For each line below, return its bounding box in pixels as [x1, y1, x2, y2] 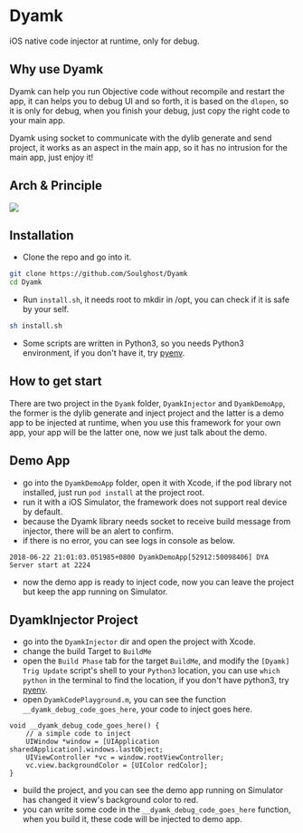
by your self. [22, 304, 70, 315]
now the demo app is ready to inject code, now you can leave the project [22, 576, 295, 587]
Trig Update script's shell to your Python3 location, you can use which [22, 665, 280, 676]
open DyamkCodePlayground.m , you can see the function [22, 694, 226, 705]
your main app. [9, 114, 66, 125]
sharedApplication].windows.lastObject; [9, 745, 165, 754]
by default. [22, 505, 63, 517]
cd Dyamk [9, 278, 43, 287]
